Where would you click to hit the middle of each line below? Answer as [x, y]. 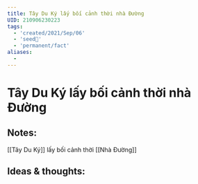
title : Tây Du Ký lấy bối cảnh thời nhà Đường [76, 13]
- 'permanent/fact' [42, 46]
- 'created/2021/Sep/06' [49, 33]
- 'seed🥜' [27, 39]
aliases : [20, 53]
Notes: [22, 133]
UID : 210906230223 [34, 20]
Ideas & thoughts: [46, 171]
